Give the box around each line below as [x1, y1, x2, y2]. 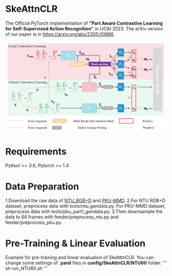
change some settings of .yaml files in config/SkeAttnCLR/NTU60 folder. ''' [5, 260, 167, 266]
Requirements [5, 145, 67, 157]
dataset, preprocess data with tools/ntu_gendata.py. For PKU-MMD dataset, [5, 203, 166, 209]
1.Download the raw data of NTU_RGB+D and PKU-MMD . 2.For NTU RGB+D [5, 197, 166, 204]
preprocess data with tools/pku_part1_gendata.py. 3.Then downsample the [5, 209, 163, 215]
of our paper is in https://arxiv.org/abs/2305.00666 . [5, 31, 115, 37]
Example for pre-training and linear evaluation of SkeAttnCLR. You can [5, 254, 154, 261]
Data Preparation [5, 180, 80, 192]
